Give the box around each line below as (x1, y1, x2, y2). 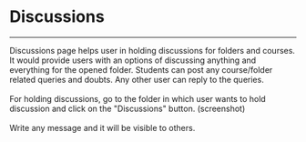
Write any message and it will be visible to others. (9, 122, 196, 133)
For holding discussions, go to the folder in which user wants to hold (9, 93, 266, 104)
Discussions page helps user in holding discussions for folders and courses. (9, 45, 296, 56)
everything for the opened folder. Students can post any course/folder (9, 64, 273, 75)
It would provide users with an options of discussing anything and (9, 55, 257, 66)
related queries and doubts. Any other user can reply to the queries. (9, 74, 264, 85)
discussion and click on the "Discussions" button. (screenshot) (9, 103, 246, 114)
